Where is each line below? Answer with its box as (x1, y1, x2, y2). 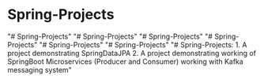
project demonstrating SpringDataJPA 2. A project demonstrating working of (7, 48, 257, 58)
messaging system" (7, 65, 72, 74)
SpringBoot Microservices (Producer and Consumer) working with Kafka (7, 57, 244, 66)
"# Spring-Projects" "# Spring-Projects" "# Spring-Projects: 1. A (39, 39, 247, 49)
